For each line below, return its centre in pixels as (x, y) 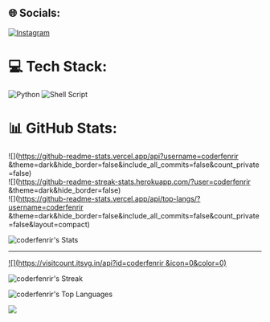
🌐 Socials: (35, 13)
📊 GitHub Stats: (63, 128)
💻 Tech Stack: (58, 67)
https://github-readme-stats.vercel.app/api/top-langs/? (109, 198)
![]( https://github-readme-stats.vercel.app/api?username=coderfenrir (123, 156)
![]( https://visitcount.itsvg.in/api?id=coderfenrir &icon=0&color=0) (117, 263)
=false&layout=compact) (49, 224)
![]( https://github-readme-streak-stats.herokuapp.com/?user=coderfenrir (130, 181)
